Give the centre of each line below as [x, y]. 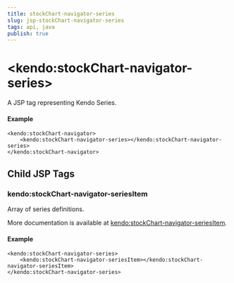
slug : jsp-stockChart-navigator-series [66, 20]
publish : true [28, 33]
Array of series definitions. [46, 209]
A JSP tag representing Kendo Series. [62, 103]
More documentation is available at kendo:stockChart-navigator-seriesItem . [117, 223]
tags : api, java [31, 27]
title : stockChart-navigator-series [61, 14]
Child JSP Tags [41, 174]
